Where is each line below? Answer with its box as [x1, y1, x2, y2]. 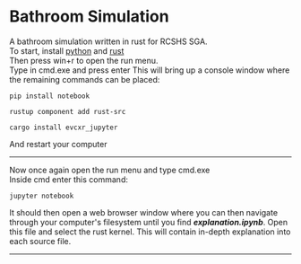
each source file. [9, 235, 72, 246]
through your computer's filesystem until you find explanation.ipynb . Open [9, 216, 288, 227]
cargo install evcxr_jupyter [9, 123, 118, 132]
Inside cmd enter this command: [9, 173, 128, 185]
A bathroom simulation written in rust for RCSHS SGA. [9, 36, 208, 47]
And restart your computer [9, 138, 107, 149]
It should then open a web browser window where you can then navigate [9, 207, 279, 217]
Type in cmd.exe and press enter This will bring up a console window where [9, 65, 290, 75]
